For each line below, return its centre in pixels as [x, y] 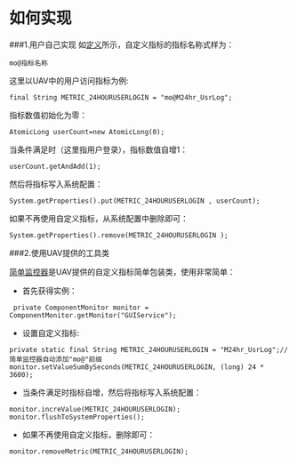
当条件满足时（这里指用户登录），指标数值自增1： [99, 149]
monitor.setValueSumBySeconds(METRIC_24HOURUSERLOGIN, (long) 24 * [137, 367]
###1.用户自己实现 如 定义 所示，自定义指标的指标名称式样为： [122, 44]
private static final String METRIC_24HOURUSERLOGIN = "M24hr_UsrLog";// [149, 349]
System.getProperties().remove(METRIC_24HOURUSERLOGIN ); [119, 235]
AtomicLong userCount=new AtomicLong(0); [87, 132]
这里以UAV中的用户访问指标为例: [69, 80]
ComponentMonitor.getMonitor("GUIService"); [93, 315]
